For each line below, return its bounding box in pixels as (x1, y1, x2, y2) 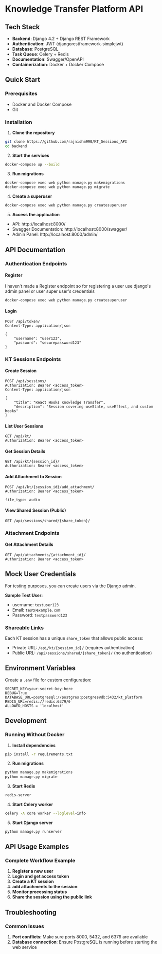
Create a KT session (12, 879, 54, 884)
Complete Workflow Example (5, 857, 75, 864)
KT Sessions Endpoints (5, 355, 61, 362)
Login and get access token (12, 873, 69, 879)
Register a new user (12, 868, 54, 874)
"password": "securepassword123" (14, 340, 82, 345)
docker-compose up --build (5, 162, 60, 167)
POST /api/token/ (5, 319, 40, 324)
